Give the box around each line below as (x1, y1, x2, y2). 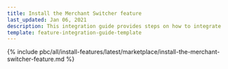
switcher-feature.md (7, 55, 65, 64)
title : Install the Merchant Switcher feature (7, 10, 142, 17)
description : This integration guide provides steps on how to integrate (7, 23, 222, 29)
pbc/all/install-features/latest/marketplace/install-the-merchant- (39, 48, 220, 56)
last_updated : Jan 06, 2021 (7, 16, 87, 23)
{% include (7, 48, 38, 56)
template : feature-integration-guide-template (7, 29, 142, 36)
